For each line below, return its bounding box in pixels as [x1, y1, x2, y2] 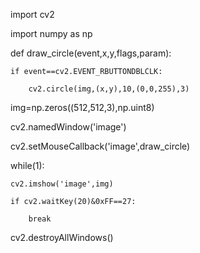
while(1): [10, 160, 45, 171]
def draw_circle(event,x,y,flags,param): [10, 47, 172, 59]
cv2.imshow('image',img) [10, 179, 114, 189]
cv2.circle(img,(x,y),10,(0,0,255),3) [28, 84, 190, 94]
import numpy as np [10, 28, 93, 39]
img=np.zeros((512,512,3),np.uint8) [10, 102, 155, 113]
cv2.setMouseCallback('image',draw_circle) [10, 140, 191, 152]
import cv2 [10, 9, 55, 20]
